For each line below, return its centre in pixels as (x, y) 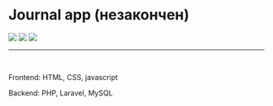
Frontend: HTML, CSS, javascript (63, 77)
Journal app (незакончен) (99, 15)
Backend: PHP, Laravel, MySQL (61, 93)
